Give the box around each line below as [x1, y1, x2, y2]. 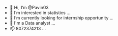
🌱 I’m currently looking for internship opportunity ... [9, 15, 114, 20]
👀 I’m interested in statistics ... [9, 10, 71, 16]
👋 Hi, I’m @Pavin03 [9, 5, 49, 10]
